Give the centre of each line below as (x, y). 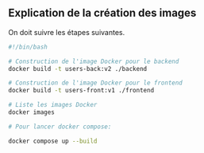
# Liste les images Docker (53, 105)
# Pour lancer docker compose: (60, 127)
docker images (32, 112)
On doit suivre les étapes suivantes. (67, 32)
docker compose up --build (53, 141)
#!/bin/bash (28, 47)
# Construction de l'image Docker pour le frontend (95, 83)
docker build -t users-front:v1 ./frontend (81, 91)
